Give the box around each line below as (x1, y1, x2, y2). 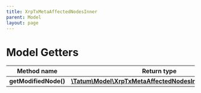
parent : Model (6, 14, 42, 20)
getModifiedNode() (9, 77, 66, 85)
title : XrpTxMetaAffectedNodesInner (6, 8, 98, 15)
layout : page (6, 20, 39, 26)
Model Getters (6, 45, 79, 59)
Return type (142, 67, 177, 75)
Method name (17, 67, 58, 75)
